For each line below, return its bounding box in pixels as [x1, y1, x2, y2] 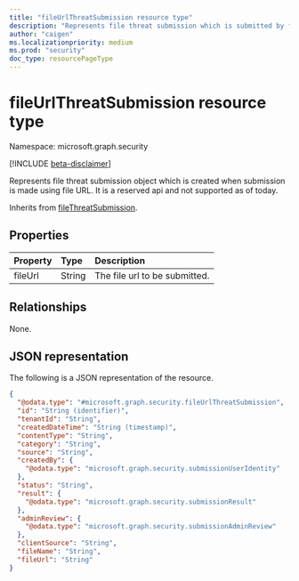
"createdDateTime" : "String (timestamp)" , [17, 423, 177, 432]
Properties [9, 228, 69, 243]
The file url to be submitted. [94, 269, 210, 281]
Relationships [9, 300, 87, 315]
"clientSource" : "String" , [17, 539, 117, 548]
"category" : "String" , [17, 440, 101, 448]
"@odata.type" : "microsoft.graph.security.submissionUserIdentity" [25, 464, 280, 473]
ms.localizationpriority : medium [9, 37, 133, 47]
